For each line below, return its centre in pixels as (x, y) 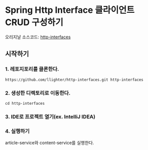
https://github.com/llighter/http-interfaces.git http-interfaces (74, 80)
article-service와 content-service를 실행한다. (49, 143)
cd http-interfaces (25, 103)
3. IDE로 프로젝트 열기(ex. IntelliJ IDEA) (50, 117)
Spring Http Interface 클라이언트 (70, 10)
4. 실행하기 (17, 131)
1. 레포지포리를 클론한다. (32, 69)
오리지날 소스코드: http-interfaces (38, 37)
